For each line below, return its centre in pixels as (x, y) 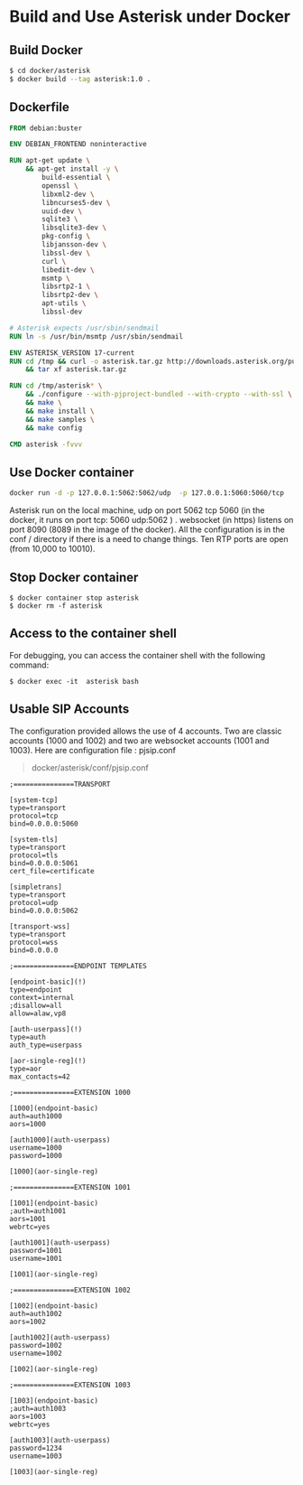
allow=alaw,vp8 (38, 1013)
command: (29, 665)
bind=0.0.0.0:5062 (44, 911)
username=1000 (36, 1148)
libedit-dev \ (68, 270)
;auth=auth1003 (38, 1408)
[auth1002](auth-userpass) (60, 1337)
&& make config (54, 428)
